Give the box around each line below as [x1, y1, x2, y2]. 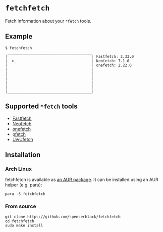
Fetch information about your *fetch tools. [5, 18, 92, 24]
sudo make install [5, 223, 43, 228]
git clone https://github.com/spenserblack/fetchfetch [5, 214, 121, 219]
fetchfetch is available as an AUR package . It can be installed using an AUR [5, 177, 159, 183]
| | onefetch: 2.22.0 [5, 63, 132, 68]
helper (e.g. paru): [5, 182, 42, 188]
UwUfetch [12, 136, 33, 142]
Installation [5, 150, 41, 159]
